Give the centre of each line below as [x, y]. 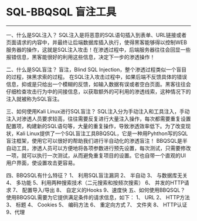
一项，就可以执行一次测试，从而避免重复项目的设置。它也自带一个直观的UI [96, 155]
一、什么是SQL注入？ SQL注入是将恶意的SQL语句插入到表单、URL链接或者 [96, 35]
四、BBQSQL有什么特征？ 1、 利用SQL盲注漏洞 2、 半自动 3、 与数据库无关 [97, 175]
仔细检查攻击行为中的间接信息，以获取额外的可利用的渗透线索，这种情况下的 [98, 91]
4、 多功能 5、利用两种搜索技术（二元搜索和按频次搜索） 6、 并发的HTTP [95, 182]
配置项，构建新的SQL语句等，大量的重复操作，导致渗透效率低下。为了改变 [96, 126]
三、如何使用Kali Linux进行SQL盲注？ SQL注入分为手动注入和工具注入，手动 [98, 111]
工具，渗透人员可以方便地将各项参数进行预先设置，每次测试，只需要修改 [103, 148]
